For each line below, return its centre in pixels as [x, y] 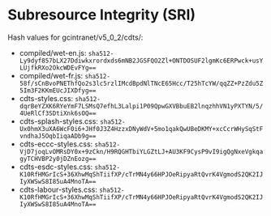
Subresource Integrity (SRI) [102, 15]
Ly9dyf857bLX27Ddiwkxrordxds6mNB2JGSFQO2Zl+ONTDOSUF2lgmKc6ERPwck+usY [141, 61]
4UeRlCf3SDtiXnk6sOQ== [58, 113]
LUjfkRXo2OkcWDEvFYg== [58, 68]
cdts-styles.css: [46, 98]
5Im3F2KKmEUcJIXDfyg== [58, 91]
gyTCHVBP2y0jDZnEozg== [58, 159]
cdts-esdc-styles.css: [56, 167]
